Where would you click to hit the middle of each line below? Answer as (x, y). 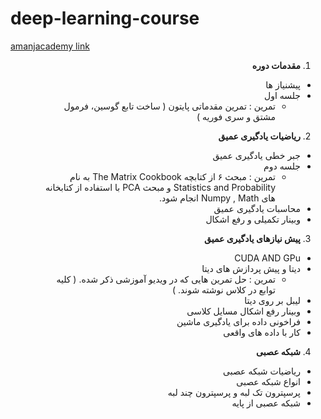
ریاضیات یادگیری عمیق (259, 136)
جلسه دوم (282, 166)
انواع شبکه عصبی (268, 381)
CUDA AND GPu (267, 258)
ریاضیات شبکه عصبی (262, 371)
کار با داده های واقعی (262, 332)
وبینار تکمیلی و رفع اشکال (253, 219)
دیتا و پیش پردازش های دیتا (251, 268)
